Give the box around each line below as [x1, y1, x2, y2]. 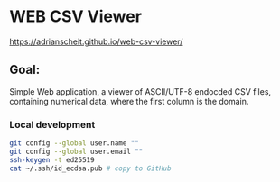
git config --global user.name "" [9, 139, 140, 148]
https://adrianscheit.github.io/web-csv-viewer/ [9, 36, 183, 47]
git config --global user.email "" [9, 147, 144, 156]
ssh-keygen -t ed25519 [9, 155, 95, 164]
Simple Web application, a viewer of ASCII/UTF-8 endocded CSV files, [9, 86, 272, 96]
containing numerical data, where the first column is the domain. [9, 96, 249, 106]
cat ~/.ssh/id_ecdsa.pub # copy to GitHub [9, 164, 172, 173]
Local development [9, 118, 96, 131]
